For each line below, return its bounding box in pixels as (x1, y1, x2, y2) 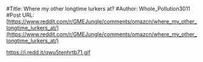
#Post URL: (6, 11, 35, 19)
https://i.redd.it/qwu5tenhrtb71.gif (6, 49, 91, 56)
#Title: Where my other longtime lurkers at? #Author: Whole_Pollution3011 (6, 5, 191, 12)
